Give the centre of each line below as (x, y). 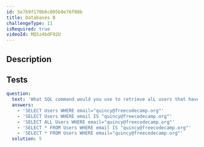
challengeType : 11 (29, 23)
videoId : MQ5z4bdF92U (34, 35)
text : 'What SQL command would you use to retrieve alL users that (99, 100)
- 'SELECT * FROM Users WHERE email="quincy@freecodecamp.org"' (100, 133)
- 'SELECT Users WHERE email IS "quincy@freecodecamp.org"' (95, 116)
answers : (23, 105)
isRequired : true (28, 29)
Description (29, 59)
